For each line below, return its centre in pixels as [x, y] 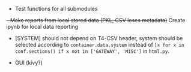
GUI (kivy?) [29, 63]
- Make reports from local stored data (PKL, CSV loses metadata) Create [96, 20]
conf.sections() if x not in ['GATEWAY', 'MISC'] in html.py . [92, 51]
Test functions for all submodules [56, 9]
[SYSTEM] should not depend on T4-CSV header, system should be [99, 38]
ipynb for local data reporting [42, 27]
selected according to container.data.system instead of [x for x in [99, 45]
